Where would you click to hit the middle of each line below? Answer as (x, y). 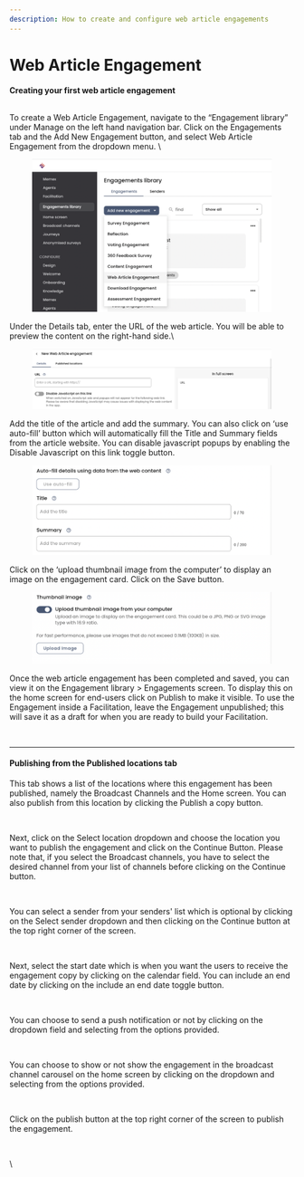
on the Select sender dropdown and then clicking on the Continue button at (150, 921)
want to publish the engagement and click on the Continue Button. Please (146, 847)
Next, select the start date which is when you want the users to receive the (149, 966)
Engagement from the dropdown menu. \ (85, 146)
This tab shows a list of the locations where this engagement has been (141, 784)
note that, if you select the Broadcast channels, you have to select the (139, 857)
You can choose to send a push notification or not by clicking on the (137, 1020)
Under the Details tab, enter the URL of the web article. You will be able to (147, 326)
